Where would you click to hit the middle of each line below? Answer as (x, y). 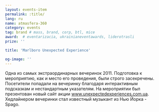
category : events (23, 28)
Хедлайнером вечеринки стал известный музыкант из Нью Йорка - (76, 99)
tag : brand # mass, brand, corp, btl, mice (50, 32)
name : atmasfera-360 (26, 23)
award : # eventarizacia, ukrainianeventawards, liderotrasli (70, 37)
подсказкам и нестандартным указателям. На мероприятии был (73, 89)
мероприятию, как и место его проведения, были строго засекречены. (80, 78)
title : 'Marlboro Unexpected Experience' (48, 50)
